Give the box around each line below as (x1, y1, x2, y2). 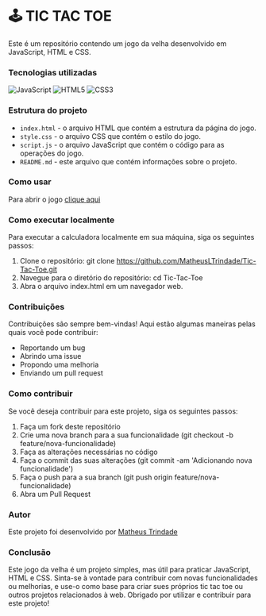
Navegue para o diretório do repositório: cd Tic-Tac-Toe (19, 273, 203, 283)
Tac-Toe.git (19, 264, 58, 275)
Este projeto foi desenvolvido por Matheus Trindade (8, 527, 178, 537)
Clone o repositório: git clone (19, 256, 115, 266)
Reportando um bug (19, 343, 86, 352)
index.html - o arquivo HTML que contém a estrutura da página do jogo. (19, 123, 256, 133)
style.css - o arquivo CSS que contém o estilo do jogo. (19, 131, 201, 141)
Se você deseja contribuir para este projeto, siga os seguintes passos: (8, 406, 238, 416)
